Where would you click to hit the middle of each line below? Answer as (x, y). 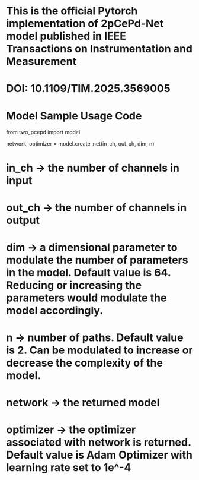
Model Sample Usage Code (74, 116)
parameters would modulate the (86, 298)
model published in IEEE (66, 36)
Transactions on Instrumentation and (99, 49)
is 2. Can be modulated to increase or (100, 350)
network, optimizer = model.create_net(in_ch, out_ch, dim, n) (80, 144)
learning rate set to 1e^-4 (69, 468)
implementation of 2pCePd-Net (85, 23)
